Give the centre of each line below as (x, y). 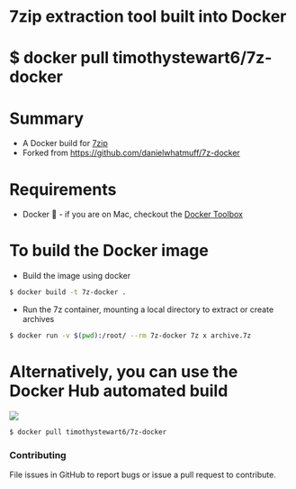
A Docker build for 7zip (65, 143)
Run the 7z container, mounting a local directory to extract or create (148, 309)
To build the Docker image (109, 251)
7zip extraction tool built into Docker (148, 17)
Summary (46, 118)
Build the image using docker (76, 276)
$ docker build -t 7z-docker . (68, 292)
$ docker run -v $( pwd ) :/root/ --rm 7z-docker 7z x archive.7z (130, 336)
